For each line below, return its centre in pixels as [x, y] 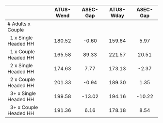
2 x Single [21, 66]
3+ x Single [23, 93]
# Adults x [19, 24]
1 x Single [21, 38]
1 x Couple [23, 52]
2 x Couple [23, 79]
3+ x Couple [24, 107]
